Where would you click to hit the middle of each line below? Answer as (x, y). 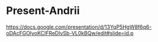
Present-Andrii (43, 11)
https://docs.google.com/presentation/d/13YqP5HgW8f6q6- (79, 27)
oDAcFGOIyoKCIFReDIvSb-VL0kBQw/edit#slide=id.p (70, 33)
